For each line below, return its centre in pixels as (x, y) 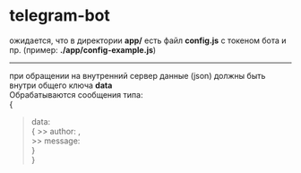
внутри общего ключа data (61, 85)
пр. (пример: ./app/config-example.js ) (83, 49)
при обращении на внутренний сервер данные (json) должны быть (138, 75)
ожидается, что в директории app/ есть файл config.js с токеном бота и (148, 40)
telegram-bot (60, 16)
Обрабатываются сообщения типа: (76, 94)
